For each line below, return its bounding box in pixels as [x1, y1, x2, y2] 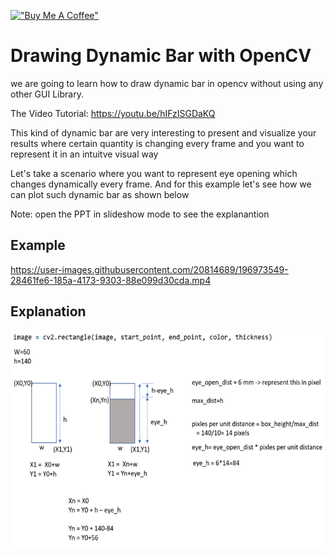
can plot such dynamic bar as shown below [10, 188, 190, 200]
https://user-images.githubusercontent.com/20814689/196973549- [10, 263, 289, 275]
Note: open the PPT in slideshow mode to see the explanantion [10, 208, 270, 220]
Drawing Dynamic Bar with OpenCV [10, 45, 312, 67]
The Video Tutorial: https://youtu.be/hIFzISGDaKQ [10, 107, 216, 119]
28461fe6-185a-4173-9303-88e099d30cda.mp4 [10, 274, 212, 286]
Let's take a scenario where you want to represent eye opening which [10, 167, 298, 179]
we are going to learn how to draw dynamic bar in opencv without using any [10, 77, 324, 89]
